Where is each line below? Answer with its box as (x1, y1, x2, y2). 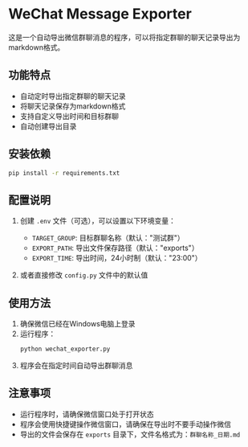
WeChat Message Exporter (8, 5, 193, 23)
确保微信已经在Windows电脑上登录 (19, 319, 136, 329)
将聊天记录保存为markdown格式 (19, 101, 126, 111)
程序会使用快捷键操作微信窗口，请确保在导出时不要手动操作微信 (19, 419, 231, 429)
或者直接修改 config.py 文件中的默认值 (19, 270, 148, 280)
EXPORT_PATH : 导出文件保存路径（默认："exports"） (31, 243, 199, 253)
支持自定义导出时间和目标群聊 (19, 111, 119, 121)
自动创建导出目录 (19, 121, 77, 131)
